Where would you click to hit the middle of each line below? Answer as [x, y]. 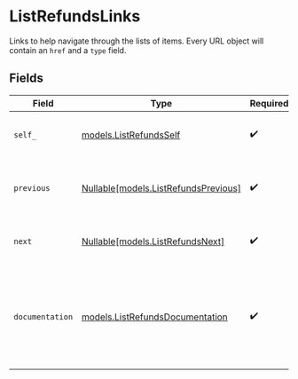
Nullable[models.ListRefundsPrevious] [161, 188]
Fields [27, 79]
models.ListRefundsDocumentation [154, 317]
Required [269, 103]
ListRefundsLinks [75, 16]
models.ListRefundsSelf [131, 135]
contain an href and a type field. [68, 50]
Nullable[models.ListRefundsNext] [153, 241]
